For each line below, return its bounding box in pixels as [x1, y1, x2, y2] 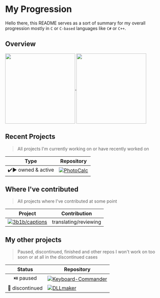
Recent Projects [5, 132, 56, 141]
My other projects [5, 236, 62, 244]
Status [17, 266, 33, 273]
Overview [5, 40, 36, 48]
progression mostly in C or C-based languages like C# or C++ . [5, 25, 126, 31]
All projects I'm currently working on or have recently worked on [17, 146, 149, 152]
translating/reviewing [52, 219, 101, 226]
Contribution [61, 210, 92, 217]
